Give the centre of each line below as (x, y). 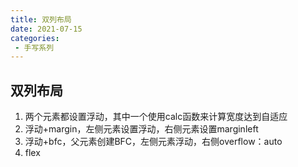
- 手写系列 (34, 47)
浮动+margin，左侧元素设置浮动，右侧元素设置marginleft (141, 129)
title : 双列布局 (41, 19)
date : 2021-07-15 (46, 29)
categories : (35, 38)
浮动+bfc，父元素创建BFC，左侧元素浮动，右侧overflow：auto (153, 142)
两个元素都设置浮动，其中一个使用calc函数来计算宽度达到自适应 (156, 117)
